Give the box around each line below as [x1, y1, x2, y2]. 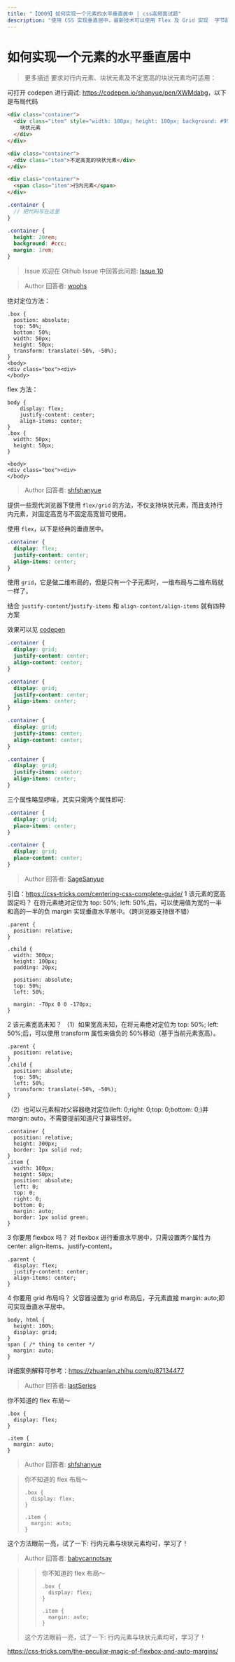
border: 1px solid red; [13, 1146, 83, 1154]
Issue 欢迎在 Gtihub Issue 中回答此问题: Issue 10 [24, 267, 164, 276]
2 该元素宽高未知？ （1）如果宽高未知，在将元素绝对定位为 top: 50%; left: [7, 1020, 219, 1028]
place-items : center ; [13, 822, 77, 830]
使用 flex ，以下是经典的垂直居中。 [7, 525, 108, 533]
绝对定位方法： [7, 297, 50, 305]
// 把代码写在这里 [13, 208, 60, 215]
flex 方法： [7, 385, 38, 393]
